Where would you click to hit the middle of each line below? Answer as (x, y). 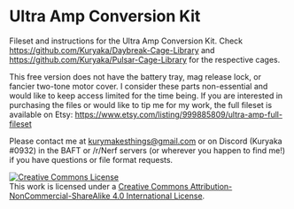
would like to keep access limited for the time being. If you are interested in (146, 96)
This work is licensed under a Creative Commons (99, 186)
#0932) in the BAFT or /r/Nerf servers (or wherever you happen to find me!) (147, 150)
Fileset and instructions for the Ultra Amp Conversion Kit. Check (126, 41)
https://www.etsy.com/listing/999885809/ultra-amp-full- (179, 114)
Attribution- (211, 186)
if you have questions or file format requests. (91, 159)
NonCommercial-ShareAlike (60, 196)
